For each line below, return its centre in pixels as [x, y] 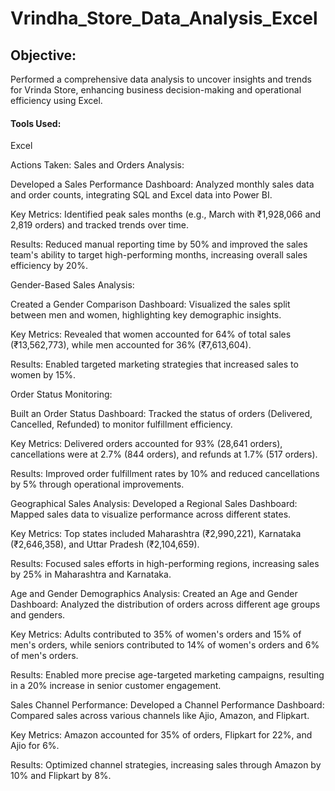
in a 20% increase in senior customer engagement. [116, 686]
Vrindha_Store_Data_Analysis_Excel [164, 18]
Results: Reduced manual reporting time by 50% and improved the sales [159, 244]
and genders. [38, 615]
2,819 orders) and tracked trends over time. [99, 225]
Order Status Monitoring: [61, 394]
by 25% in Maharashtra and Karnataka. [91, 574]
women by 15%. [43, 375]
